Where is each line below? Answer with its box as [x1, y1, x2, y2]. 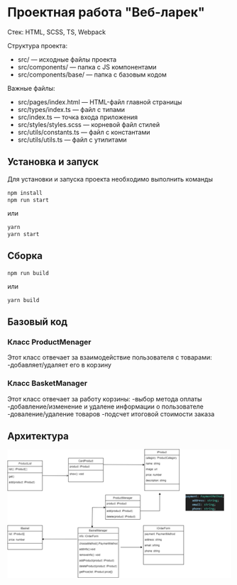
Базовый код [7, 316, 68, 328]
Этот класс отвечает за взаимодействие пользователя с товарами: [7, 353, 212, 362]
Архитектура [7, 430, 70, 442]
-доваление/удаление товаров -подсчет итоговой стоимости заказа [7, 409, 215, 418]
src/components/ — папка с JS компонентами [17, 62, 158, 71]
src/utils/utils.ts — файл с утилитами [17, 135, 127, 144]
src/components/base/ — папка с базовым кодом [17, 70, 167, 79]
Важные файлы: [7, 84, 55, 92]
